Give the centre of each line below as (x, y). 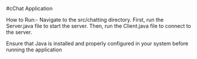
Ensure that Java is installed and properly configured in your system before (97, 44)
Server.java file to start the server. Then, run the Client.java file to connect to (98, 26)
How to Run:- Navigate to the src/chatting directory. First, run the (85, 20)
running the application (34, 50)
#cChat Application (29, 8)
